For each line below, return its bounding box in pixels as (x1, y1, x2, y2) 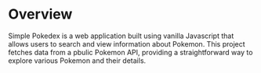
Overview (8, 5, 73, 23)
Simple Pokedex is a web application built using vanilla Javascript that (8, 31, 234, 40)
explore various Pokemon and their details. (8, 56, 147, 65)
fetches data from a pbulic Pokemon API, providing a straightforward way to (8, 47, 253, 57)
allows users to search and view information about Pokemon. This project (8, 39, 245, 48)
